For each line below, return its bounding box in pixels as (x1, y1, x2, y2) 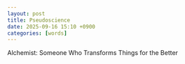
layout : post (7, 10, 46, 17)
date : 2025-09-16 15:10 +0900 (7, 23, 96, 30)
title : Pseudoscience (7, 17, 71, 24)
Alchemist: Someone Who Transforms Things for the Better (7, 49, 179, 57)
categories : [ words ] (7, 29, 68, 37)
